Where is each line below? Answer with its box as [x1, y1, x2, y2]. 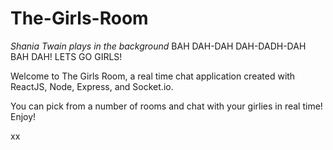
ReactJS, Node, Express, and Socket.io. [10, 80, 174, 92]
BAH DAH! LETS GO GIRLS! [10, 50, 123, 62]
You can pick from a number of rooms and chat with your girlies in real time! [10, 100, 323, 112]
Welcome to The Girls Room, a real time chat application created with [10, 70, 296, 82]
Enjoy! [10, 110, 37, 122]
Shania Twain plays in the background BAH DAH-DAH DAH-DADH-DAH [10, 40, 307, 52]
